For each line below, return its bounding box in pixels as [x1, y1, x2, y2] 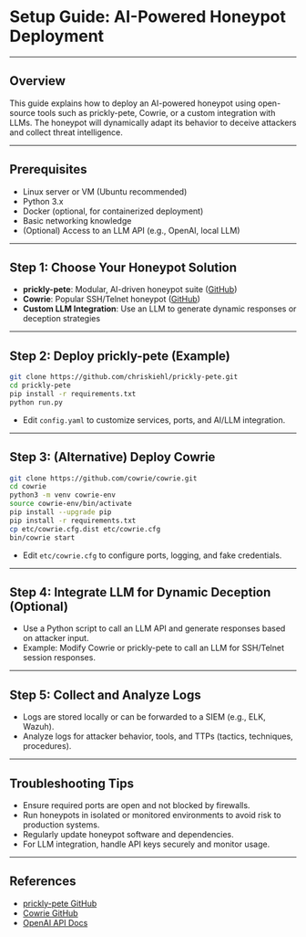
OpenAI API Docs [22, 917, 88, 928]
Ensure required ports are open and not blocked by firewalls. [22, 799, 250, 810]
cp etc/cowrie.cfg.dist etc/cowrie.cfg [9, 524, 161, 533]
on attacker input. [22, 633, 89, 644]
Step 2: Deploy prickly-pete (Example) [9, 348, 230, 363]
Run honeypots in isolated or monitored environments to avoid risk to [22, 809, 281, 820]
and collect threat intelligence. [9, 126, 123, 138]
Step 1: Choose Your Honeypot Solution [9, 259, 238, 275]
